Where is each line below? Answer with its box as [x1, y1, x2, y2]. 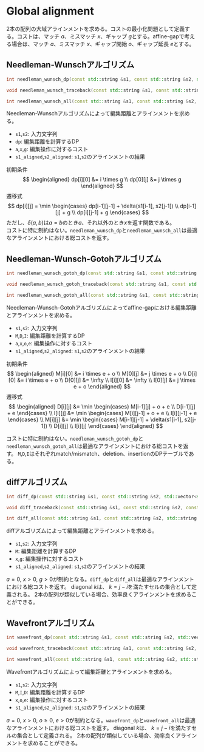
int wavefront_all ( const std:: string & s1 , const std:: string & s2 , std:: [6, 656, 194, 662]
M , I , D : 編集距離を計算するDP [15, 688, 85, 696]
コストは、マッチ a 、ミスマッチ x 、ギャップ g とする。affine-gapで [16, 32, 185, 40]
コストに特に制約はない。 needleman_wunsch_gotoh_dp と [6, 435, 144, 442]
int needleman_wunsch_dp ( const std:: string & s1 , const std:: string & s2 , [6, 76, 194, 83]
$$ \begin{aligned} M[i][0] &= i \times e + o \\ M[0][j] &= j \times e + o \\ [7, 370, 187, 377]
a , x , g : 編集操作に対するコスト [15, 146, 89, 153]
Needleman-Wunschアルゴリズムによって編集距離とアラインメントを [6, 110, 180, 117]
